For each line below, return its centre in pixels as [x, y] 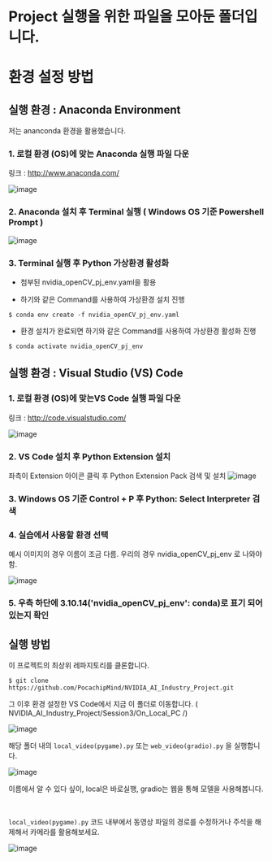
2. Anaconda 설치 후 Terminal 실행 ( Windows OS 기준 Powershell [136, 212]
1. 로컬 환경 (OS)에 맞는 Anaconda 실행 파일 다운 [99, 154]
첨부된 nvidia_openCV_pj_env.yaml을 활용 [88, 282]
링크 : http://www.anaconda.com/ [64, 173]
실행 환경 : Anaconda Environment [95, 109]
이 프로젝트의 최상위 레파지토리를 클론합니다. [79, 665]
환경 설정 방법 [51, 77]
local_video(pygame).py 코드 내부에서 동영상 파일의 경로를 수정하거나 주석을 [131, 822]
